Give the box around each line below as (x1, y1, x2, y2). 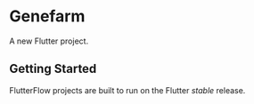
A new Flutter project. (9, 36, 89, 46)
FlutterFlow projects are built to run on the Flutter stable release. (9, 84, 246, 95)
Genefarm (9, 6, 86, 27)
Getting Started (9, 61, 97, 76)
